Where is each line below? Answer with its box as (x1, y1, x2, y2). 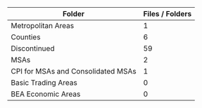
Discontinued (11, 43, 55, 53)
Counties (11, 32, 41, 41)
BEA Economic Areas (11, 89, 81, 99)
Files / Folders (143, 9, 192, 18)
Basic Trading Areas (11, 78, 77, 87)
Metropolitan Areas (11, 21, 75, 30)
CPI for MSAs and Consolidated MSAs (11, 67, 137, 76)
